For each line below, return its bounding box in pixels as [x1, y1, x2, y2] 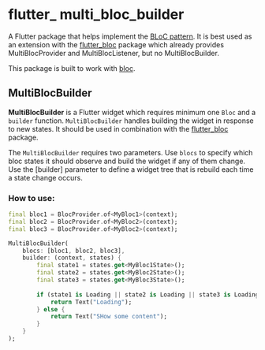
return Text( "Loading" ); [50, 298, 132, 306]
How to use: [8, 192, 55, 203]
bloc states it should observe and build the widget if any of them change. [8, 156, 246, 166]
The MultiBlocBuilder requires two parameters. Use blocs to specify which [8, 147, 253, 157]
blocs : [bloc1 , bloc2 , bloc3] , [22, 247, 125, 255]
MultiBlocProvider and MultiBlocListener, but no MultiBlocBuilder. [8, 48, 219, 58]
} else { [36, 305, 65, 313]
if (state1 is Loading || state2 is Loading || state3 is [36, 290, 231, 299]
